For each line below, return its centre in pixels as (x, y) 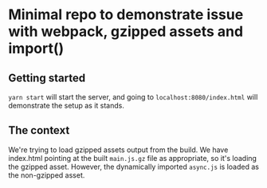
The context (39, 130)
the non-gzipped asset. (47, 175)
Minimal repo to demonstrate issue (126, 15)
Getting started (47, 78)
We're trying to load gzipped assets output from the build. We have (118, 150)
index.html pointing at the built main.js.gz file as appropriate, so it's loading (133, 158)
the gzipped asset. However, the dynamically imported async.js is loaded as (133, 166)
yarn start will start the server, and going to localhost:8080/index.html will (133, 97)
